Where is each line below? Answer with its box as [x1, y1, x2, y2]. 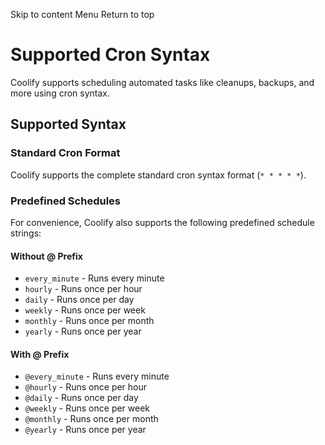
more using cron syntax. [10, 87, 111, 99]
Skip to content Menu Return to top [10, 9, 155, 20]
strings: [10, 227, 42, 239]
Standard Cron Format [10, 146, 121, 160]
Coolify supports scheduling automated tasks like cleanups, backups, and [10, 76, 315, 88]
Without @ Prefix [10, 250, 83, 262]
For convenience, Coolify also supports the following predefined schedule [10, 216, 315, 228]
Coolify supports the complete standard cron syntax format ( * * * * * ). [10, 169, 307, 181]
